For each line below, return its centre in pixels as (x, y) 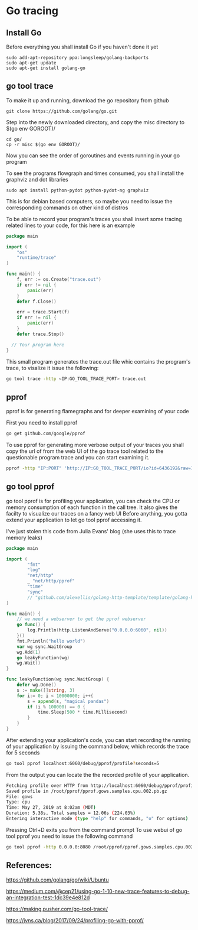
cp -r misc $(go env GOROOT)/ (43, 144)
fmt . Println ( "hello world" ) (51, 641)
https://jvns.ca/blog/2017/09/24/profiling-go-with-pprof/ (75, 920)
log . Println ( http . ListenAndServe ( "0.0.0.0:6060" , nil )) (97, 630)
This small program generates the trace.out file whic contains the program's (98, 361)
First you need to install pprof (42, 423)
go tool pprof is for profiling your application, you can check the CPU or (93, 501)
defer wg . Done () (37, 685)
